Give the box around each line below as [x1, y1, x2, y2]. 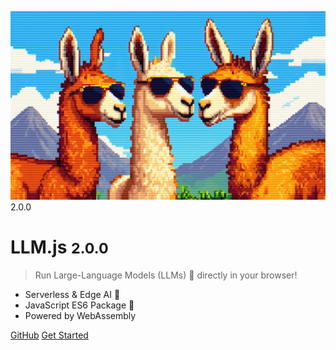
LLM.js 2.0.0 [10, 236, 109, 259]
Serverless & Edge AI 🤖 [24, 289, 121, 301]
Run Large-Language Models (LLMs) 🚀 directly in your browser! [34, 269, 298, 281]
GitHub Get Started [10, 329, 89, 341]
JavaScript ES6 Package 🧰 [24, 299, 135, 311]
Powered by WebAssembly [24, 310, 137, 322]
